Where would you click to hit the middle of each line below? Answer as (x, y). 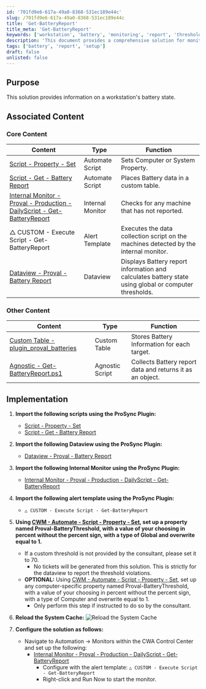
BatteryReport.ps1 (36, 374)
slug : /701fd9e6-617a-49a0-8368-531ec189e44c (65, 18)
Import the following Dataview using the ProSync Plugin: (89, 444)
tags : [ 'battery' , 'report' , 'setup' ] (56, 47)
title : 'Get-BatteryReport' (42, 23)
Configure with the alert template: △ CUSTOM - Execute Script (120, 668)
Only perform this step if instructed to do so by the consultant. (112, 606)
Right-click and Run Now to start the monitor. (100, 679)
